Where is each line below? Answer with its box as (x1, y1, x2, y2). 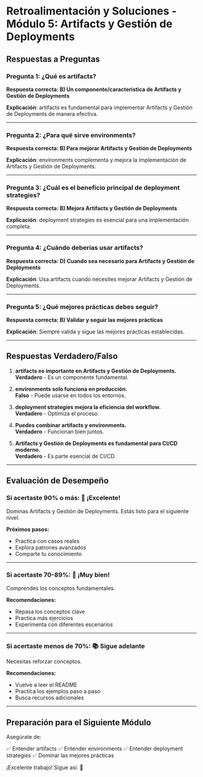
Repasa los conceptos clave (14, 608, 85, 615)
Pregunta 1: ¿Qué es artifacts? (6, 72, 97, 80)
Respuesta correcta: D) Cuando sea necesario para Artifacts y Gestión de (6, 257, 195, 264)
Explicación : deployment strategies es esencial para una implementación (6, 216, 189, 224)
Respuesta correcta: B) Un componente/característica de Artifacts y (6, 86, 182, 93)
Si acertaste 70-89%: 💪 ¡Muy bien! (6, 571, 110, 579)
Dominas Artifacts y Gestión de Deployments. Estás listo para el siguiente (6, 507, 189, 514)
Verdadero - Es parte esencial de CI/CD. (14, 452, 116, 459)
